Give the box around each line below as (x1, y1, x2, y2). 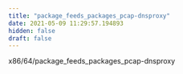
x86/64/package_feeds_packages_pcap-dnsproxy (8, 56, 176, 66)
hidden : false (8, 27, 56, 35)
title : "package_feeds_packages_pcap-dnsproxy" (8, 11, 171, 20)
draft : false (8, 34, 52, 43)
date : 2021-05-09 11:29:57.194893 (8, 19, 124, 27)
